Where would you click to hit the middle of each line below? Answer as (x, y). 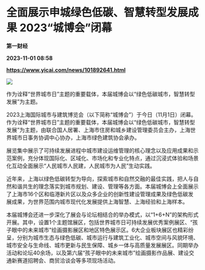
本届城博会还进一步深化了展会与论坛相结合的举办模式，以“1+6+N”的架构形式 (103, 214)
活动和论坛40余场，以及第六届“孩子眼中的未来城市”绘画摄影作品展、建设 (98, 253)
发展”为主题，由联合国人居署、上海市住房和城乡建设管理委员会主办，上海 (99, 130)
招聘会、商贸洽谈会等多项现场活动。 (73, 260)
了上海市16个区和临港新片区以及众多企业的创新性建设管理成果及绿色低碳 (97, 194)
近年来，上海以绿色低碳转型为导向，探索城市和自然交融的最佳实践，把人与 (100, 178)
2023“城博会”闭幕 (66, 28)
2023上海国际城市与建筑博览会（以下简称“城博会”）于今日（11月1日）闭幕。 (101, 114)
